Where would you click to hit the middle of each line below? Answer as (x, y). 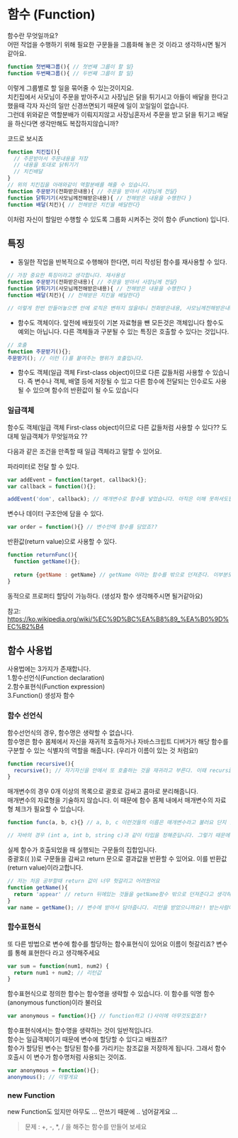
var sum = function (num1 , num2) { (58, 966)
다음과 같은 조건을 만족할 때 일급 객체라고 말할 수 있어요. (85, 451)
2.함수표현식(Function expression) (56, 686)
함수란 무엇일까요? (33, 35)
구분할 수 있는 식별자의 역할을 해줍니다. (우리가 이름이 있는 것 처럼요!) (103, 750)
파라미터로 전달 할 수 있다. (43, 466)
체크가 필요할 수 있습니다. (50, 809)
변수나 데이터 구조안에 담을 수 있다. (56, 514)
